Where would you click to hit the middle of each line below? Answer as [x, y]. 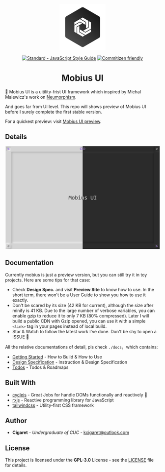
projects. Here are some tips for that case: [48, 280]
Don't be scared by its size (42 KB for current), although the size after [83, 305]
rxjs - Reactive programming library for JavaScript [63, 400]
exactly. [20, 300]
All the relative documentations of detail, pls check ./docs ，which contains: [82, 347]
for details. [16, 465]
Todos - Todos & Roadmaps [40, 367]
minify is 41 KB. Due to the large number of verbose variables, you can [83, 311]
